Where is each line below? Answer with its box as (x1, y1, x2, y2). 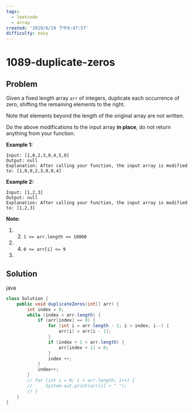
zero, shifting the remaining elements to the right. (6, 101, 125, 108)
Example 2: (6, 178, 34, 186)
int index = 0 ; (27, 306, 65, 312)
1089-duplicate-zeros (6, 56, 116, 69)
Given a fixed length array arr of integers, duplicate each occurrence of (6, 95, 180, 102)
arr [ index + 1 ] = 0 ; (58, 345, 109, 351)
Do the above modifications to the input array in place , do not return (6, 124, 171, 131)
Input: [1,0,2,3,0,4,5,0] (6, 153, 69, 159)
